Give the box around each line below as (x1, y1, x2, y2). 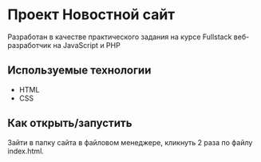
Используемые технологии (7, 64, 152, 77)
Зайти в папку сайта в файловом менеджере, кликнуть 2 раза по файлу (7, 137, 253, 147)
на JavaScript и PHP (53, 40, 121, 49)
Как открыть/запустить (7, 117, 132, 130)
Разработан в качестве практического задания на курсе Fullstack (7, 32, 232, 41)
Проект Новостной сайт (7, 6, 176, 24)
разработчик (7, 40, 52, 49)
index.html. (7, 146, 45, 156)
